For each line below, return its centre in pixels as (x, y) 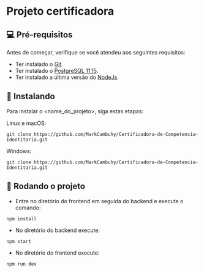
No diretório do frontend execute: (57, 253)
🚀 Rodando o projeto (46, 186)
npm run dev (21, 264)
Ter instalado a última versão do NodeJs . (67, 77)
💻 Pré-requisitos (40, 35)
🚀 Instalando (31, 96)
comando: (28, 208)
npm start (19, 241)
